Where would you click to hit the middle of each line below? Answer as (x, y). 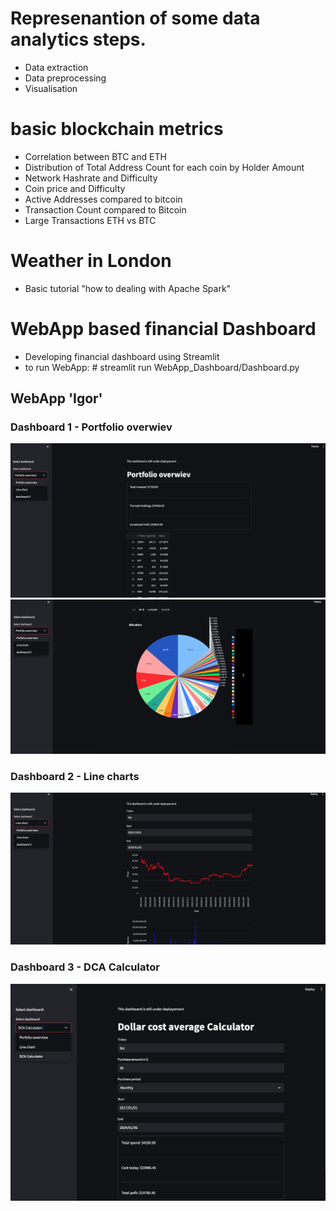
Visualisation (51, 88)
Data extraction (56, 67)
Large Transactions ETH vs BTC (90, 220)
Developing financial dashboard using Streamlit (122, 356)
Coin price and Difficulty (75, 188)
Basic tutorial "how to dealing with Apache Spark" (128, 288)
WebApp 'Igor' (56, 398)
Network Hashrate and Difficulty (91, 178)
